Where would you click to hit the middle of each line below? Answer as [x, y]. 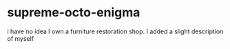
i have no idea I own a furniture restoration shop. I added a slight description [115, 31]
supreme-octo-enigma [74, 13]
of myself [21, 38]
